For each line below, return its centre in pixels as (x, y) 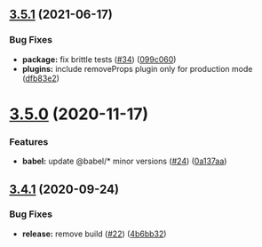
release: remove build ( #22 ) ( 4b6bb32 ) (94, 234)
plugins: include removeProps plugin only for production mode (137, 68)
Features (29, 141)
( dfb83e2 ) (41, 78)
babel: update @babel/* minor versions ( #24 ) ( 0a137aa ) (124, 161)
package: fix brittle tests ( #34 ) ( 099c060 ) (99, 59)
